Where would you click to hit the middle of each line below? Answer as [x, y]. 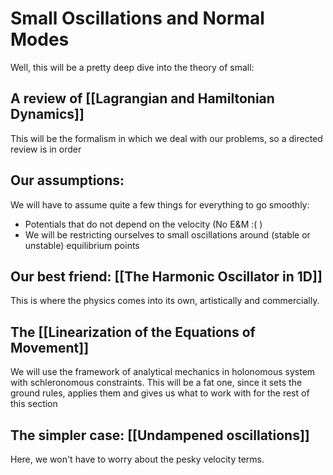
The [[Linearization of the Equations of [133, 332]
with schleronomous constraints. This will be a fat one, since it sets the [156, 383]
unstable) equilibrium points [82, 245]
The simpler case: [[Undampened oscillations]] [160, 435]
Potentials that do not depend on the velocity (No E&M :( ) [143, 224]
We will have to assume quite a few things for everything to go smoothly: [160, 204]
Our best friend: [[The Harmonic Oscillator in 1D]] [166, 276]
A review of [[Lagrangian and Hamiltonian [142, 98]
